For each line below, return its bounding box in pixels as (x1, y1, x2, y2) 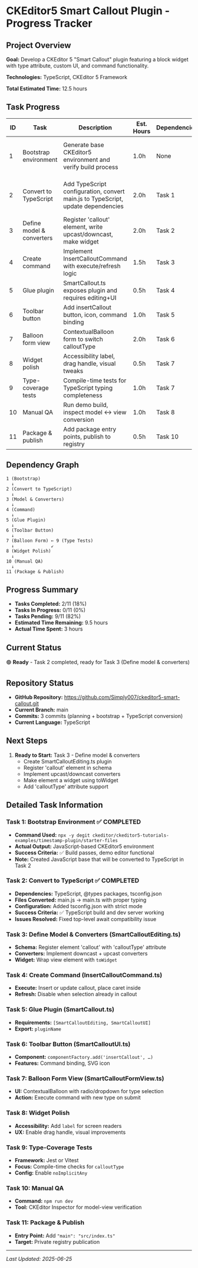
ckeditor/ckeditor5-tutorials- (92, 832, 169, 838)
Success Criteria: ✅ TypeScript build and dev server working (14, 909, 164, 916)
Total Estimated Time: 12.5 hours (6, 85, 87, 92)
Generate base (63, 141, 104, 149)
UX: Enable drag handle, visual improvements (14, 1129, 126, 1136)
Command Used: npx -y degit (14, 831, 90, 838)
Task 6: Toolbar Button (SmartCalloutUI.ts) (6, 1040, 131, 1048)
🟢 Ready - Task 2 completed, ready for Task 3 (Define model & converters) (6, 659, 190, 666)
